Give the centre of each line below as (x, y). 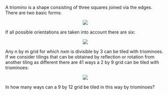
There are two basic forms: (33, 13)
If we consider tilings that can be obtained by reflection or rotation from (80, 57)
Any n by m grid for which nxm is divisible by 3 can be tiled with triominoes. (84, 51)
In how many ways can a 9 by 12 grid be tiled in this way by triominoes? (80, 87)
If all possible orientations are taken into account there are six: (70, 32)
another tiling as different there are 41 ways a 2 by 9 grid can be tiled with (82, 62)
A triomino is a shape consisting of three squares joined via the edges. (79, 7)
